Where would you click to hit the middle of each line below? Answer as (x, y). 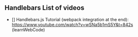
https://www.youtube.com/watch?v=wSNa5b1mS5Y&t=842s (72, 25)
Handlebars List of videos (45, 8)
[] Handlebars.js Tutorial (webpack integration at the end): (70, 19)
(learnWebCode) (28, 30)
